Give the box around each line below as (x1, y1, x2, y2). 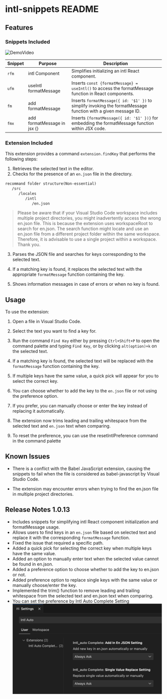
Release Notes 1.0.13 (5, 505, 71, 514)
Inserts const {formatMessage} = (71, 80, 138, 86)
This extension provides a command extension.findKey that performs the (5, 151, 156, 157)
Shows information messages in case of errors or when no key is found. (12, 281, 160, 287)
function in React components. (71, 91, 134, 97)
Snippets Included (5, 38, 50, 45)
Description (103, 61, 128, 67)
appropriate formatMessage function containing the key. (12, 271, 125, 277)
